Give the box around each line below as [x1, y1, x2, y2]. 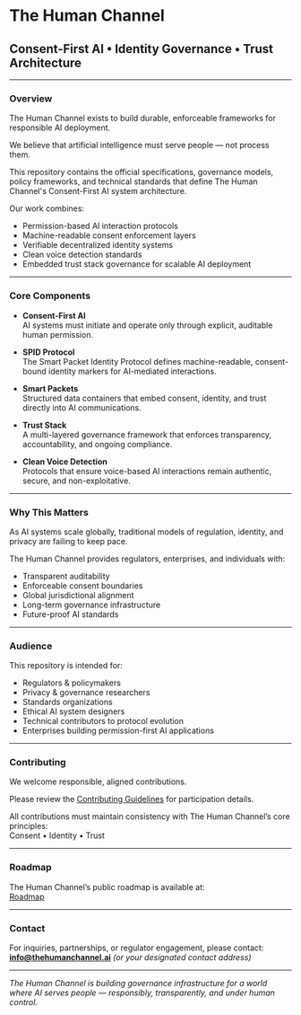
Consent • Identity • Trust [9, 830, 106, 841]
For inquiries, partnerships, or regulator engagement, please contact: [9, 942, 264, 953]
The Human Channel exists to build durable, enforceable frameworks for [9, 113, 276, 124]
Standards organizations [21, 697, 114, 708]
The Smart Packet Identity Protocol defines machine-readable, [21, 356, 254, 366]
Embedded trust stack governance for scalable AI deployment [21, 259, 252, 269]
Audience [9, 640, 53, 652]
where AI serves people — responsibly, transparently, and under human [9, 987, 276, 998]
